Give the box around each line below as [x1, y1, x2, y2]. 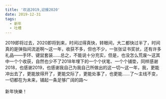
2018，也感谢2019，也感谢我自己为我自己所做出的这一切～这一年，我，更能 [5, 65, 160, 71]
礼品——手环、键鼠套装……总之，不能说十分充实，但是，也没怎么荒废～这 [5, 52, 156, 58]
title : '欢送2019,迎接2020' [5, 7, 60, 12]
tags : [5, 16, 16, 21]
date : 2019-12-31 [5, 12, 41, 17]
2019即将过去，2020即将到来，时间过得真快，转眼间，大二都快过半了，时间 [5, 40, 161, 46]
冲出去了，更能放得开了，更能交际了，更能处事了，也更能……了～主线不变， [5, 71, 161, 77]
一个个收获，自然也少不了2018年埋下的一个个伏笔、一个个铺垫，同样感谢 [9, 58, 159, 64]
